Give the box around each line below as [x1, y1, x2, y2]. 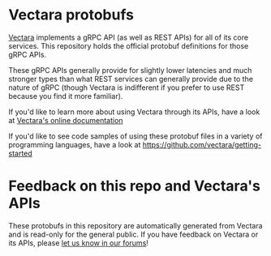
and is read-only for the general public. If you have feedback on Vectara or [8, 229, 259, 239]
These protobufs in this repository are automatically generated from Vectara [8, 220, 263, 230]
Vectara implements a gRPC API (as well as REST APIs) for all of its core [8, 32, 249, 42]
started [8, 148, 32, 158]
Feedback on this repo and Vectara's [8, 177, 261, 195]
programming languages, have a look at [8, 139, 141, 149]
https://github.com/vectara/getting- [142, 139, 262, 149]
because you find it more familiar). [8, 91, 123, 100]
